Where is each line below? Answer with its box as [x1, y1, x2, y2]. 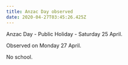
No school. [6, 53, 33, 60]
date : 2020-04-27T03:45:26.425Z [6, 14, 86, 20]
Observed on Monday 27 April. [6, 42, 82, 49]
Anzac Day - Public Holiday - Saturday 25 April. [6, 30, 123, 37]
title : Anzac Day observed [6, 8, 73, 15]
